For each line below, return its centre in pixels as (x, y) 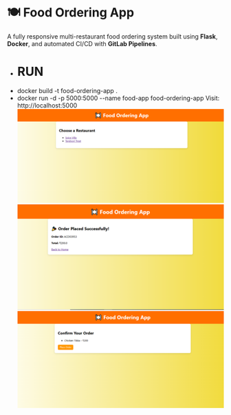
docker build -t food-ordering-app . (67, 90)
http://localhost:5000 (47, 105)
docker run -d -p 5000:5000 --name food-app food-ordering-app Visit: (118, 98)
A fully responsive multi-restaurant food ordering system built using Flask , (112, 36)
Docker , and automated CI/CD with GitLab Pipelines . (82, 43)
